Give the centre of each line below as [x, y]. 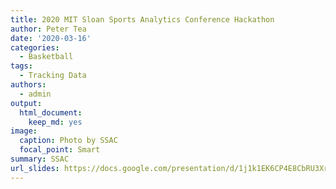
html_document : [51, 112]
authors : [28, 85]
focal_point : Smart [60, 150]
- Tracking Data [53, 76]
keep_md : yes [55, 122]
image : [24, 131]
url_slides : [35, 168]
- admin [35, 94]
